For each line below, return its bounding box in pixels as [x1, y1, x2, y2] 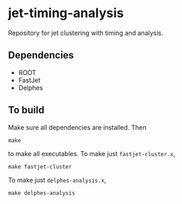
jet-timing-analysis [8, 5, 124, 21]
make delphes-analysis [8, 189, 75, 197]
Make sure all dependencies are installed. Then [8, 123, 146, 131]
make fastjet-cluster [8, 163, 73, 170]
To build [8, 104, 45, 116]
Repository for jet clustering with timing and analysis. [8, 29, 164, 37]
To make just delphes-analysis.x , [8, 175, 107, 184]
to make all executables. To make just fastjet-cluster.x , [8, 149, 176, 158]
